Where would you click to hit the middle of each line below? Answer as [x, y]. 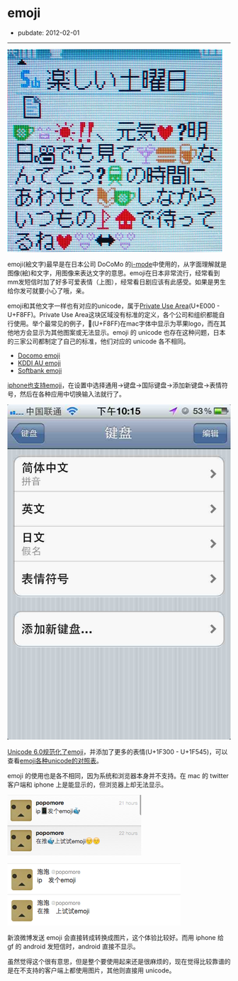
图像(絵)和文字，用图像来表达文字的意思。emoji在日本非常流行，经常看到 [114, 273]
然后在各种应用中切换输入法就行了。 [72, 394]
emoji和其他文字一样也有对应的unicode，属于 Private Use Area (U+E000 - [114, 306]
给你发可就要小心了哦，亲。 [48, 290]
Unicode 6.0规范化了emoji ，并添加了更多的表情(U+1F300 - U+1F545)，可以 [118, 752]
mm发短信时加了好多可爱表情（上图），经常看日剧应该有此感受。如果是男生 [117, 282]
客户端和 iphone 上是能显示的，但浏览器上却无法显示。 [87, 785]
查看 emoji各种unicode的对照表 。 [55, 760]
